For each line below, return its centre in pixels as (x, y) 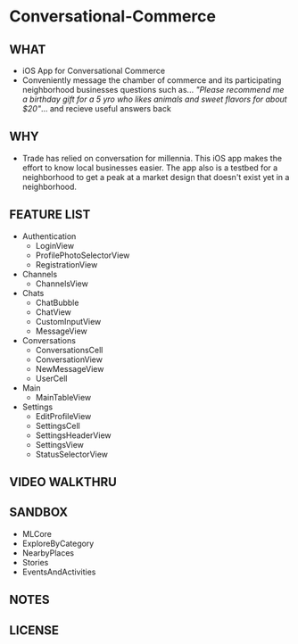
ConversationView (69, 359)
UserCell (52, 378)
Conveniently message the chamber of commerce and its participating (152, 80)
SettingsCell (58, 425)
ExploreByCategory (58, 543)
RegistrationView (66, 264)
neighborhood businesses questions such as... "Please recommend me (153, 90)
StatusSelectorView (72, 454)
